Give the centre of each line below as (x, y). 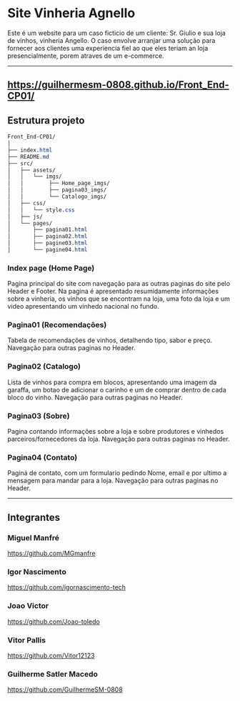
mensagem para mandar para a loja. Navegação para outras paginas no (113, 481)
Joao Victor (28, 606)
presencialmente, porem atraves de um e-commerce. (86, 56)
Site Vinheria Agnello (71, 13)
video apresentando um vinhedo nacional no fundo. (83, 307)
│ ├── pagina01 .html (47, 230)
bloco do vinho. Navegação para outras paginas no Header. (95, 397)
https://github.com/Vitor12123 (51, 655)
